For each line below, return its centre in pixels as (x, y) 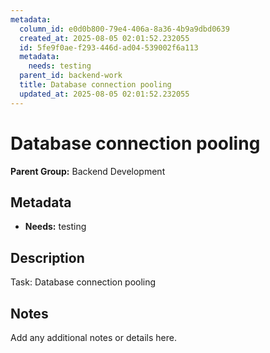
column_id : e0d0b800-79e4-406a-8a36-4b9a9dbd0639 (124, 29)
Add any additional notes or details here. (93, 337)
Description (47, 257)
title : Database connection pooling (95, 85)
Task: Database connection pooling (83, 282)
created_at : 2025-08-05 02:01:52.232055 (104, 38)
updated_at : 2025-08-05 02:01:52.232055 (104, 94)
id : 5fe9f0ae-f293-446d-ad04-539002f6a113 (109, 47)
